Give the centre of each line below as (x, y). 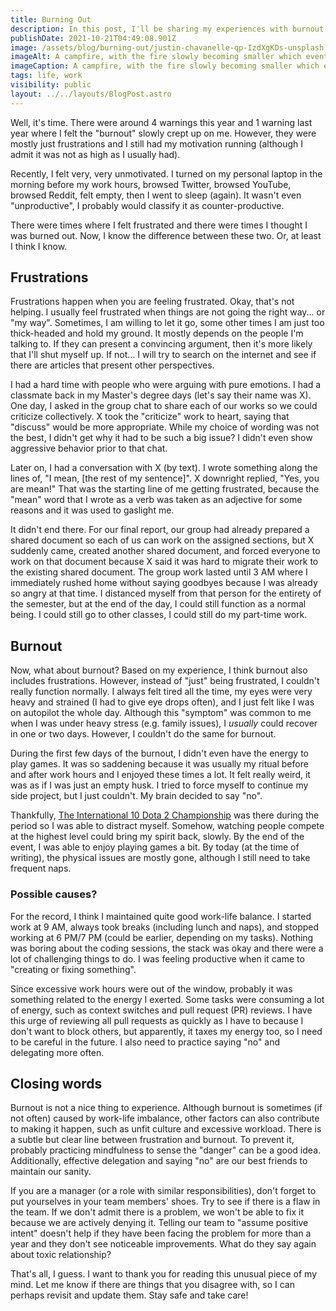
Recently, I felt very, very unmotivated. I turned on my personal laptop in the (166, 173)
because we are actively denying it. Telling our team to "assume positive (159, 1223)
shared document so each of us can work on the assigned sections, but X (162, 540)
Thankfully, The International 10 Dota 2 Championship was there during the (165, 815)
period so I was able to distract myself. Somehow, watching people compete (167, 826)
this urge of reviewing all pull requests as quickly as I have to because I (157, 1020)
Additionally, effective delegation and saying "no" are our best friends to (159, 1161)
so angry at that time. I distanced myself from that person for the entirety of (166, 593)
